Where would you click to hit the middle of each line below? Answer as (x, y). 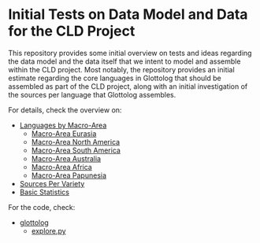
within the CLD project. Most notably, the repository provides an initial (121, 69)
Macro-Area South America (76, 150)
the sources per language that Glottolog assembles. (92, 94)
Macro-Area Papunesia (69, 175)
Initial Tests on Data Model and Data (128, 15)
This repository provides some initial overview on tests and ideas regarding (130, 53)
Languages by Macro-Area (63, 125)
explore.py (48, 230)
